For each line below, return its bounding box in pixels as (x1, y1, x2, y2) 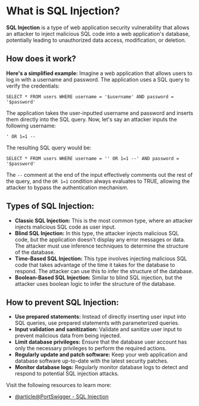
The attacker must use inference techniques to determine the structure (14, 242, 189, 249)
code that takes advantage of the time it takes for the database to (14, 261, 175, 268)
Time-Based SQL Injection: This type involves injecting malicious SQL (14, 255, 187, 262)
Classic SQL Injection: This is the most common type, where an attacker (14, 217, 193, 224)
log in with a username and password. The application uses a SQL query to (6, 76, 190, 83)
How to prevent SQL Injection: (6, 297, 119, 307)
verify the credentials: (6, 82, 60, 89)
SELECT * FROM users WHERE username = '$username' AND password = (6, 93, 174, 99)
